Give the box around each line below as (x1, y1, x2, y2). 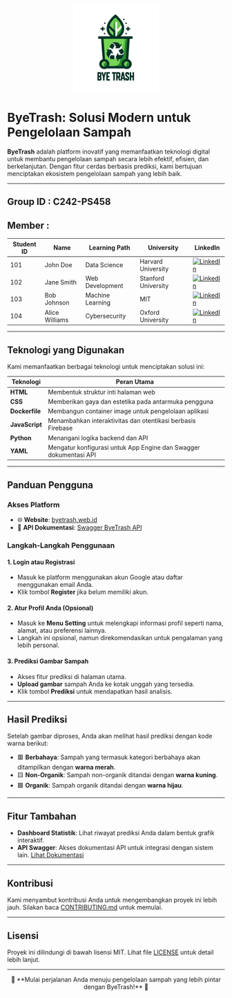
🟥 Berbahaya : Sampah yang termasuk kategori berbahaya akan (17, 753, 201, 761)
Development (85, 282, 124, 290)
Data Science (85, 261, 124, 269)
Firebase (48, 424, 73, 433)
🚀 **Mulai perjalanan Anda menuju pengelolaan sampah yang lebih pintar (10, 975, 221, 983)
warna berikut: (7, 739, 48, 747)
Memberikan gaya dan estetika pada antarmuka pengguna (48, 397, 214, 406)
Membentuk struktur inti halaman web (48, 388, 155, 396)
